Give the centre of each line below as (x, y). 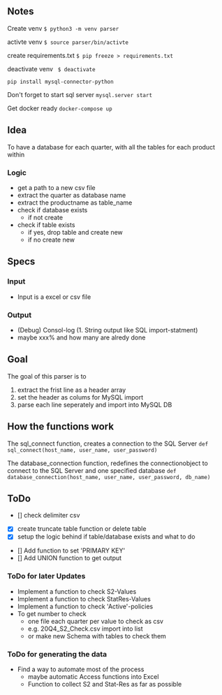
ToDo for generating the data (57, 654)
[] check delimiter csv (49, 515)
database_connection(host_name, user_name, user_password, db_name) (109, 477)
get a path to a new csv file (56, 187)
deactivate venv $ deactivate (51, 68)
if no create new (51, 240)
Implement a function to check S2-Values (77, 591)
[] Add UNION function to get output (69, 558)
